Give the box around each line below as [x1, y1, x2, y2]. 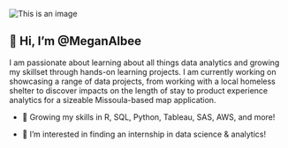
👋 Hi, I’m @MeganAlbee [9, 33, 142, 48]
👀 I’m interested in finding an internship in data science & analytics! [21, 129, 267, 139]
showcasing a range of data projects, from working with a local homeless [9, 76, 276, 86]
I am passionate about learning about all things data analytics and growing [9, 57, 280, 68]
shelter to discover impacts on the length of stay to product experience [9, 85, 268, 96]
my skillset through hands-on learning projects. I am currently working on [9, 66, 277, 77]
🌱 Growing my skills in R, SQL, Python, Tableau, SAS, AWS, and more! [21, 111, 276, 122]
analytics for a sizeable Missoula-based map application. [9, 94, 216, 105]
